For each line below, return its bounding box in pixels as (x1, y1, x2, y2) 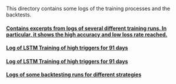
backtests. (6, 11, 32, 18)
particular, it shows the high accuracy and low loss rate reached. (6, 31, 168, 38)
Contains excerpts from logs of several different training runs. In (6, 25, 167, 32)
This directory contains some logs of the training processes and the (6, 5, 171, 12)
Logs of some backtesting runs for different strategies (6, 71, 142, 78)
